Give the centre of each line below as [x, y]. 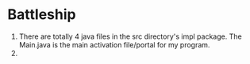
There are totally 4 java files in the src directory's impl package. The [131, 36]
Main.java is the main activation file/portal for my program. [114, 44]
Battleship [42, 15]
